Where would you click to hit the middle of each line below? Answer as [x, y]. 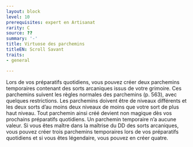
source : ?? [19, 33]
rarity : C [18, 28]
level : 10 [18, 17]
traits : [15, 55]
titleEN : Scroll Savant [35, 50]
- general [18, 60]
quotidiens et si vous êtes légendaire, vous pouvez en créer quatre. [87, 138]
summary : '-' [22, 38]
